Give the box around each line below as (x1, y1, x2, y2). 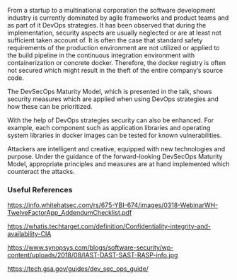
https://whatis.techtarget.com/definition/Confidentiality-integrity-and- (7, 222, 211, 231)
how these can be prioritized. (7, 103, 93, 110)
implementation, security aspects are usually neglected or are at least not (7, 28, 221, 37)
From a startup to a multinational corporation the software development (7, 6, 216, 14)
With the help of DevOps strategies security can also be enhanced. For (7, 116, 214, 124)
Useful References (7, 185, 73, 194)
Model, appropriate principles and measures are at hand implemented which (7, 160, 230, 168)
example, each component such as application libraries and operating (7, 124, 211, 132)
